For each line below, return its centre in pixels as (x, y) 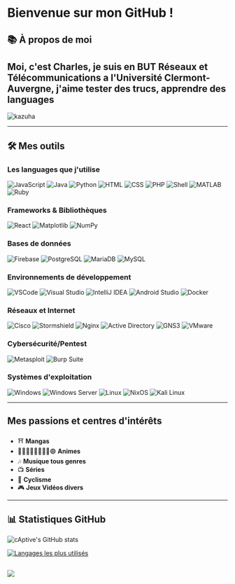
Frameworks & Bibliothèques (57, 210)
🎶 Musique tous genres (51, 461)
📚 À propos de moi (50, 40)
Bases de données (39, 244)
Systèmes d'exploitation (50, 377)
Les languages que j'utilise (54, 169)
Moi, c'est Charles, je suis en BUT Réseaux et (108, 67)
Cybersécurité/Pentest (47, 344)
